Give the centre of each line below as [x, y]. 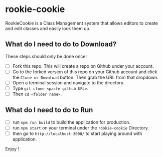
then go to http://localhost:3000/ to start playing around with [77, 133]
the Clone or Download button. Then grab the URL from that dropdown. [86, 77]
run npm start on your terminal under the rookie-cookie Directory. [80, 128]
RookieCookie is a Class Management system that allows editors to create [81, 23]
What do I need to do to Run [49, 110]
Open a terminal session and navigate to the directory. [68, 83]
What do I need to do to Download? [61, 44]
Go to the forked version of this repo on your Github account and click [85, 72]
